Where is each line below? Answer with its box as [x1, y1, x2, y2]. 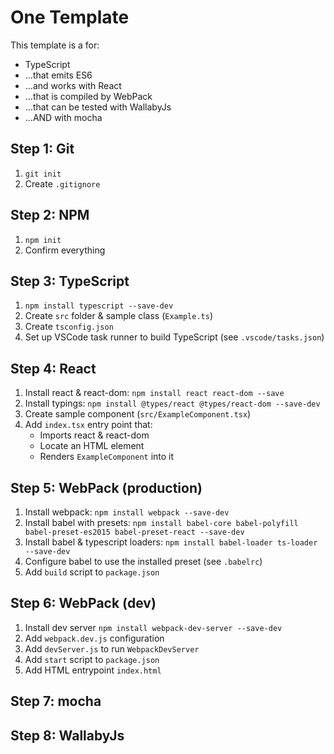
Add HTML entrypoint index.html [24, 664, 162, 676]
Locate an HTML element [39, 440, 145, 452]
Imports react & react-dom [39, 429, 150, 441]
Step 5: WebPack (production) [10, 479, 203, 496]
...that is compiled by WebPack [24, 90, 153, 102]
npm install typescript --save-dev [24, 301, 174, 311]
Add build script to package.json [24, 566, 160, 578]
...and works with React [24, 79, 122, 91]
